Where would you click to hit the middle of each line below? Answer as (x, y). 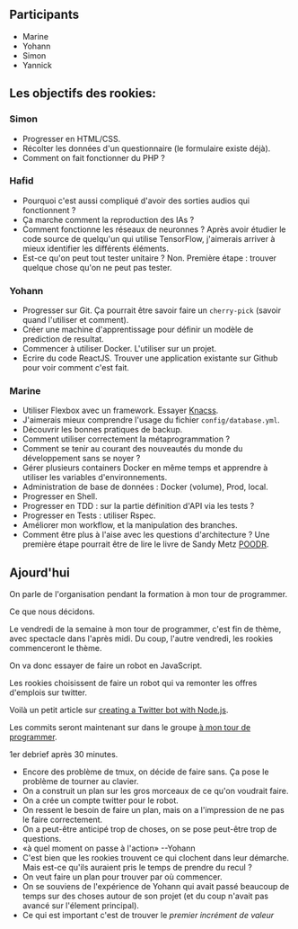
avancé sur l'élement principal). (80, 906)
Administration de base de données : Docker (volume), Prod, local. (145, 487)
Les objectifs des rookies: (83, 94)
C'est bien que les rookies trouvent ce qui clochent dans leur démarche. (156, 858)
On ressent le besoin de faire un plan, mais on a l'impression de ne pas (153, 810)
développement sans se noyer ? (81, 459)
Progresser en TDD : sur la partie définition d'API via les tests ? (138, 506)
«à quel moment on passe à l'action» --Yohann (109, 848)
